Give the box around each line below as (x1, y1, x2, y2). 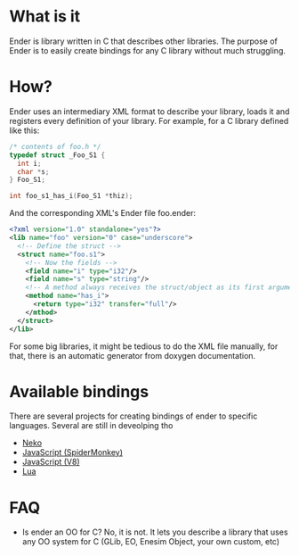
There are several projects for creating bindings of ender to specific (9, 411, 258, 421)
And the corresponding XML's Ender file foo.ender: (9, 208, 196, 219)
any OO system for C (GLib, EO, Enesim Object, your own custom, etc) (21, 536, 280, 547)
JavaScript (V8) (21, 457, 80, 468)
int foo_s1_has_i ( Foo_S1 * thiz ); (9, 192, 133, 201)
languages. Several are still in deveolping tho (9, 420, 174, 431)
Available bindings (9, 381, 149, 402)
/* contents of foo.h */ (9, 142, 101, 151)
